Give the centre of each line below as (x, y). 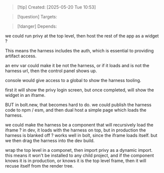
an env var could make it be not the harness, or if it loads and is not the (77, 65)
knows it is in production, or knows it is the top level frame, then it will (76, 161)
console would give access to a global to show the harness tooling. (73, 80)
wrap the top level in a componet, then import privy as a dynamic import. (79, 150)
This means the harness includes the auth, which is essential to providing (80, 51)
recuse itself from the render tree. (39, 166)
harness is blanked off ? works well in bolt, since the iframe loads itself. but (81, 135)
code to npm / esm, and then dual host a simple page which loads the (76, 110)
